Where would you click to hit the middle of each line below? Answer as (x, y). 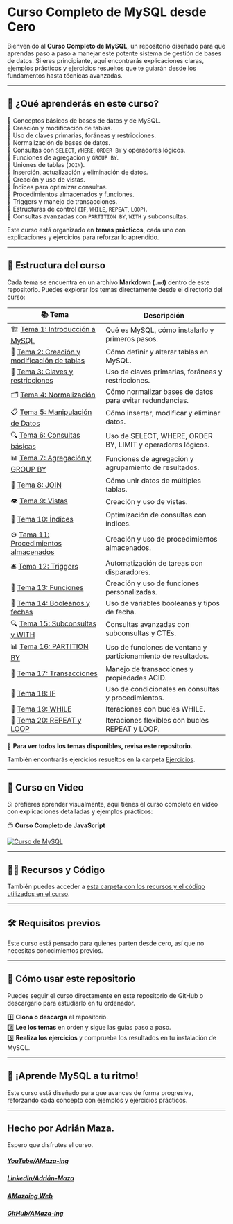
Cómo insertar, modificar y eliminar (163, 413)
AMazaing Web (30, 1196)
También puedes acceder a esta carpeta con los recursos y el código (106, 887)
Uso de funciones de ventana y (156, 648)
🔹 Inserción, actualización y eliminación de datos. (78, 172)
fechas (22, 612)
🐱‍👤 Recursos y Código (56, 870)
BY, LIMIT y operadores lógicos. (157, 445)
